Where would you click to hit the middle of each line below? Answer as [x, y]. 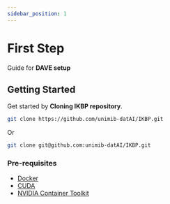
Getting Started [41, 89]
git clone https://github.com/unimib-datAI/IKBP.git [85, 119]
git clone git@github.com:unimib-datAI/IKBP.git [79, 145]
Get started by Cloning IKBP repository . [65, 106]
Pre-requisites [32, 163]
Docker [28, 178]
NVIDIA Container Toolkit [53, 194]
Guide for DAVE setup [39, 68]
